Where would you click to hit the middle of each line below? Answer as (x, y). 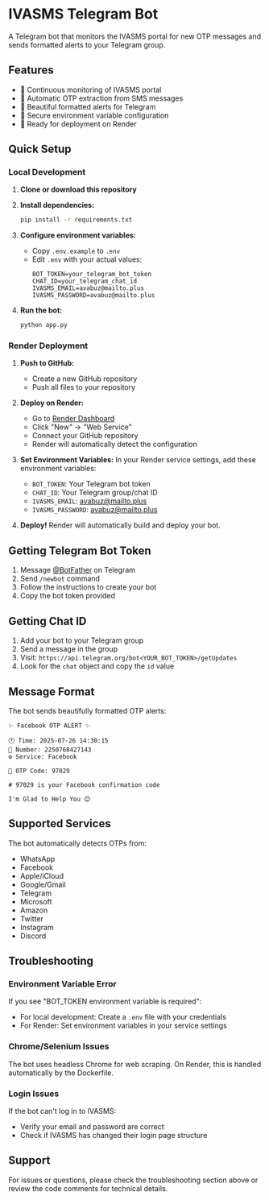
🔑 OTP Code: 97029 (39, 771)
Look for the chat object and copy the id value (97, 666)
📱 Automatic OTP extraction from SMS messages (101, 98)
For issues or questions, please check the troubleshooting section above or (133, 1180)
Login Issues (34, 1094)
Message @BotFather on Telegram (77, 570)
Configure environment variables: (78, 235)
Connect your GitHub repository (85, 436)
